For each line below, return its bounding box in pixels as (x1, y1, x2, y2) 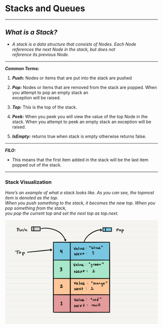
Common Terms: (5, 65, 40, 71)
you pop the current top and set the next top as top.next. (5, 210, 119, 217)
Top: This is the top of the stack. (12, 104, 78, 110)
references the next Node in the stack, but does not (12, 46, 115, 52)
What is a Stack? (5, 28, 58, 36)
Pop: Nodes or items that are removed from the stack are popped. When (12, 84, 157, 90)
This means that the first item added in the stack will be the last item (12, 157, 149, 163)
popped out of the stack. (12, 162, 62, 168)
